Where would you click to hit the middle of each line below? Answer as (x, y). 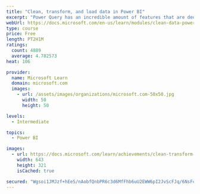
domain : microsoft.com (40, 83)
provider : (18, 72)
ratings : (17, 45)
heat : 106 (18, 61)
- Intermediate (30, 122)
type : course (22, 28)
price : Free (21, 34)
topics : (16, 132)
